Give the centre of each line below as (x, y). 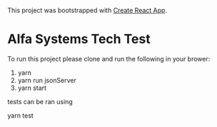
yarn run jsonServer (47, 80)
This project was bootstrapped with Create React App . (87, 10)
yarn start (32, 88)
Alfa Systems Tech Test (79, 39)
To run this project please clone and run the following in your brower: (109, 59)
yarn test (20, 115)
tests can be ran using (40, 101)
